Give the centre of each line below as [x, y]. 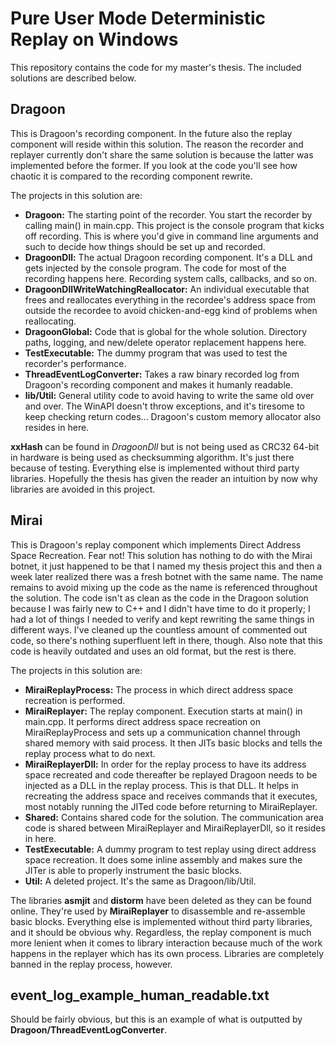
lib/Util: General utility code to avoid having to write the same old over [169, 395]
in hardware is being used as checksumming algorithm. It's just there [152, 457]
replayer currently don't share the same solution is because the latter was [162, 154]
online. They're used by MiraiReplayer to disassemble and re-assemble [158, 911]
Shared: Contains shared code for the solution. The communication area [174, 817]
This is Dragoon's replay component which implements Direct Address [156, 544]
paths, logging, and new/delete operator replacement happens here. [165, 342]
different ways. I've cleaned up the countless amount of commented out [159, 629]
